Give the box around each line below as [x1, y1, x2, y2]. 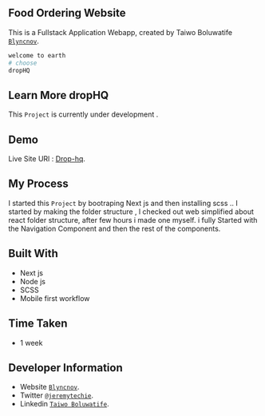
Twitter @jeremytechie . [19, 390, 94, 400]
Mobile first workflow [19, 293, 90, 303]
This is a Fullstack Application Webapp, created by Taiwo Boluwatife [8, 27, 233, 37]
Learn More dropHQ [8, 88, 109, 102]
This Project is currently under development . [8, 109, 159, 119]
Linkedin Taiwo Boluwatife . [19, 399, 109, 409]
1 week [19, 338, 43, 347]
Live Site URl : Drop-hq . [8, 154, 86, 164]
